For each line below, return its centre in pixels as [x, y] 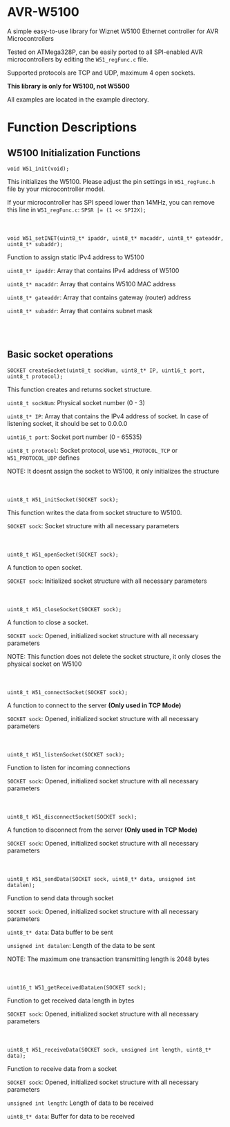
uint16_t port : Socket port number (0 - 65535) [75, 437]
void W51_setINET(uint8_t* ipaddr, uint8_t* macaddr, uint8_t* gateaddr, [116, 238]
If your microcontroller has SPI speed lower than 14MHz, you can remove [111, 202]
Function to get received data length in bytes [71, 1000]
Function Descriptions [72, 128]
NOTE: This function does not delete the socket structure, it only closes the [114, 656]
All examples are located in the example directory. [78, 99]
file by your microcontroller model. [56, 189]
